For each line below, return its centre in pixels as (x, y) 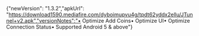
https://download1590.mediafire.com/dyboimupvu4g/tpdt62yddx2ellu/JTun (101, 15)
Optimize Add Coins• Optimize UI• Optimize (136, 21)
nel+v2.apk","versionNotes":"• (44, 21)
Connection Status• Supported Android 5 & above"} (70, 27)
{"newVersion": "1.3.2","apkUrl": (45, 8)
